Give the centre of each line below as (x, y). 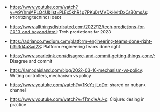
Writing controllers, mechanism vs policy (50, 75)
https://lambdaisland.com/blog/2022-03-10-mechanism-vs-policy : (76, 70)
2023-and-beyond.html (33, 32)
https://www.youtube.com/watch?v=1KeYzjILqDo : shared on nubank (78, 85)
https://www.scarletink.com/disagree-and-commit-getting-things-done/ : (82, 56)
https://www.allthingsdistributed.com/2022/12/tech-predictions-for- (78, 27)
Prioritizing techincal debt (35, 17)
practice (18, 104)
